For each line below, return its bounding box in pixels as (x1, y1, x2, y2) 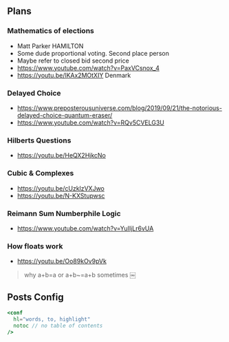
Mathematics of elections (7, 26, 94, 36)
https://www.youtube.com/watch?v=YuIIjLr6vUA (17, 224, 154, 233)
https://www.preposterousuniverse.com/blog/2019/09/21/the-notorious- (17, 103, 222, 112)
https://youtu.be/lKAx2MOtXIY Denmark (17, 71, 131, 79)
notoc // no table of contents (13, 322, 103, 329)
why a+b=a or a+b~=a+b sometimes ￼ (23, 271, 136, 279)
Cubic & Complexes (7, 169, 74, 178)
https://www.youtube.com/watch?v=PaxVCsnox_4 (17, 63, 160, 72)
